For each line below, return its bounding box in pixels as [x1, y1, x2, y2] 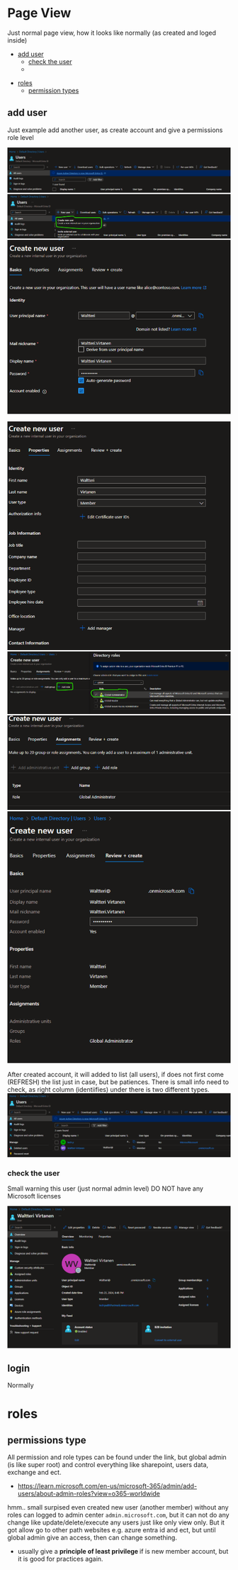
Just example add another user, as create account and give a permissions [7, 126, 223, 134]
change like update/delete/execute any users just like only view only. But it [7, 1518, 225, 1527]
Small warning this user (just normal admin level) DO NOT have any [7, 1184, 204, 1193]
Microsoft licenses [7, 1191, 62, 1200]
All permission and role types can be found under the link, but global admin [7, 1453, 227, 1461]
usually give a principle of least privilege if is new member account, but [17, 1547, 229, 1555]
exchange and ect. [7, 1468, 62, 1476]
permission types [28, 86, 79, 94]
